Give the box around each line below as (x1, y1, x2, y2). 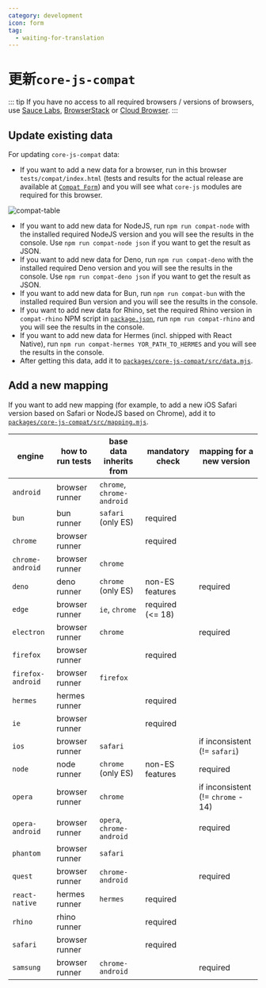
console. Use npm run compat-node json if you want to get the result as (19, 238, 251, 247)
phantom (12, 848, 41, 858)
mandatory (146, 445, 190, 456)
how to (60, 445, 88, 456)
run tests (56, 456, 92, 467)
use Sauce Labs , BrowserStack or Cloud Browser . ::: (8, 106, 178, 115)
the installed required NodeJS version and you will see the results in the (19, 229, 254, 239)
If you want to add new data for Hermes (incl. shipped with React (19, 331, 232, 340)
